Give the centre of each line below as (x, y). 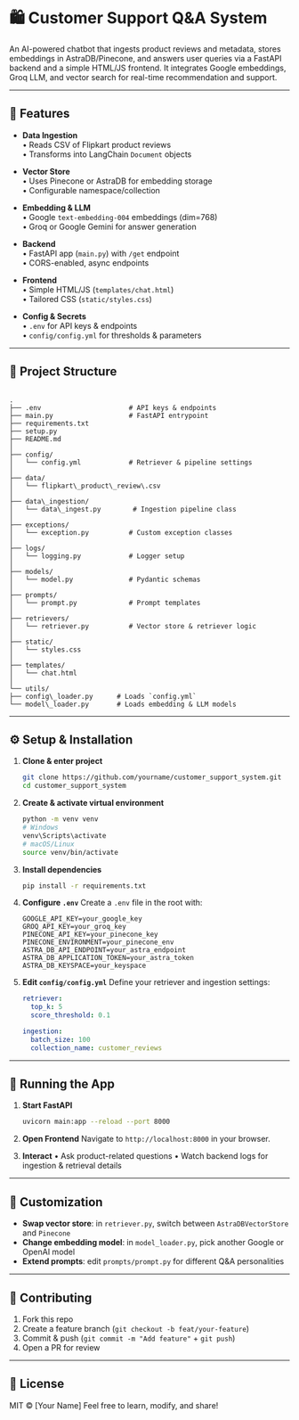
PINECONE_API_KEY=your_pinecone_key (90, 935)
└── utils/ (29, 688)
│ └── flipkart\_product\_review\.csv (85, 486)
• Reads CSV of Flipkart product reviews (97, 144)
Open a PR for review (61, 1347)
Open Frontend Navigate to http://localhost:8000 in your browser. (146, 1139)
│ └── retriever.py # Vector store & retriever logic (133, 626)
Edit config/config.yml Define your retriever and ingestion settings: (146, 982)
